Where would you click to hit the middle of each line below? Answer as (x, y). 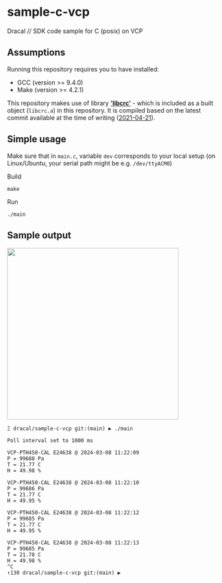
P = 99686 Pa (26, 489)
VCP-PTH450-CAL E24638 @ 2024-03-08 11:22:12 (73, 513)
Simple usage (37, 139)
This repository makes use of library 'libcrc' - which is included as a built (110, 103)
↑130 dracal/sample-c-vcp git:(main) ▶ (64, 573)
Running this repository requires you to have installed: (83, 69)
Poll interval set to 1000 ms (50, 441)
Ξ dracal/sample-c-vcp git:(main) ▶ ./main (70, 429)
